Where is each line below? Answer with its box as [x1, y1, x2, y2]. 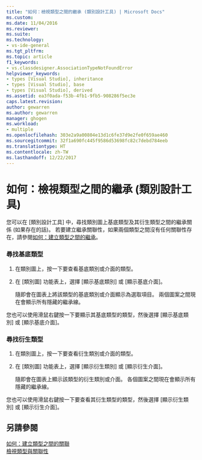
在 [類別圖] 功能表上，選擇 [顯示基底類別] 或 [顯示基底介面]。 [14, 278, 167, 285]
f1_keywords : [6, 59, 39, 65]
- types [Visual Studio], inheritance [6, 76, 103, 82]
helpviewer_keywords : [6, 71, 61, 77]
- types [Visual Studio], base [6, 82, 85, 88]
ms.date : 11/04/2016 [6, 20, 58, 26]
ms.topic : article [6, 54, 52, 60]
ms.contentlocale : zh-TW [6, 149, 69, 155]
